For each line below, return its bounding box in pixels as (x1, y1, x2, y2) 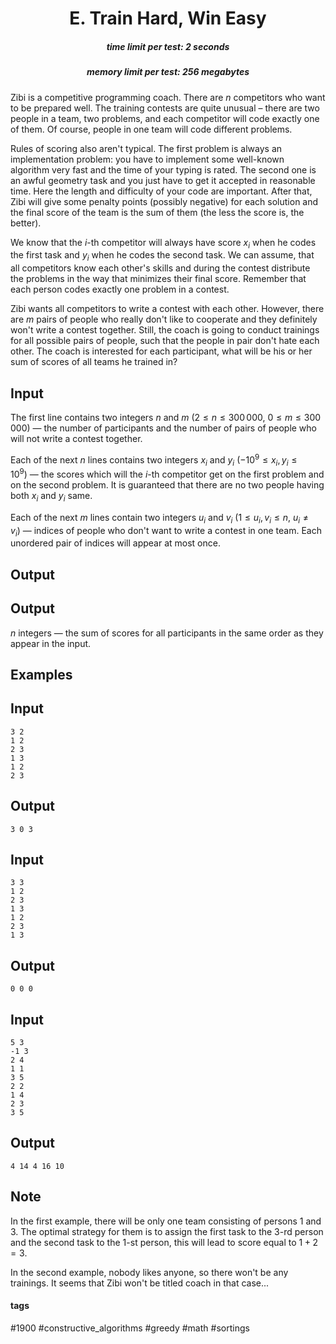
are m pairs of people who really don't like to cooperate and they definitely (10, 313, 318, 326)
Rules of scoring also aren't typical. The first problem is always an (10, 142, 283, 154)
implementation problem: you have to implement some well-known (10, 153, 285, 165)
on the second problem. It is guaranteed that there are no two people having (10, 479, 325, 491)
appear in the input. (10, 637, 92, 649)
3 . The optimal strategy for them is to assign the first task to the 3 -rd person (10, 1225, 324, 1237)
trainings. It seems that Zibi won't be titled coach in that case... (10, 1277, 270, 1289)
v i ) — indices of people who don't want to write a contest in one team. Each (10, 524, 322, 539)
